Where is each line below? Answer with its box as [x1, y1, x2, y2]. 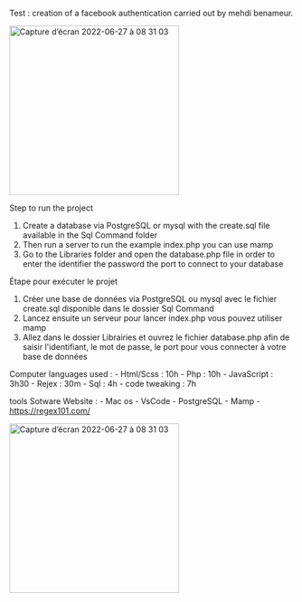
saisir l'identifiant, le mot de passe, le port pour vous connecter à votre [22, 342, 287, 352]
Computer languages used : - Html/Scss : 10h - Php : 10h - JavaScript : [9, 369, 274, 379]
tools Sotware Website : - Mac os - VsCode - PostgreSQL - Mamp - [9, 396, 260, 406]
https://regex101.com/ [9, 406, 90, 416]
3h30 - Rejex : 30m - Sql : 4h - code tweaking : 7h [9, 379, 197, 389]
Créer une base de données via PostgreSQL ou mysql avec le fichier [22, 294, 278, 304]
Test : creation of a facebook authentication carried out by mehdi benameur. [9, 8, 294, 18]
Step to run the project [9, 202, 93, 213]
